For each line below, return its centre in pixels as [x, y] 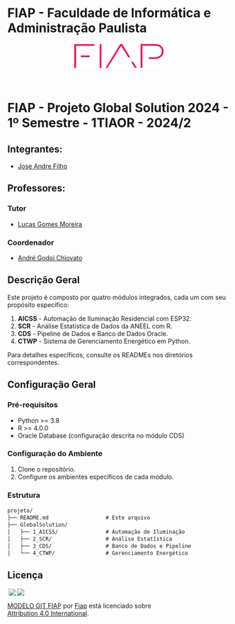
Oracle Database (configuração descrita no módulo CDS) [101, 435]
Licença [25, 575]
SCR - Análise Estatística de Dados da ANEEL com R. [95, 326]
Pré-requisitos [33, 405]
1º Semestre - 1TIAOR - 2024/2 [99, 123]
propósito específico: [38, 305]
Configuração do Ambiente [55, 454]
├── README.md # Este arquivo [79, 518]
